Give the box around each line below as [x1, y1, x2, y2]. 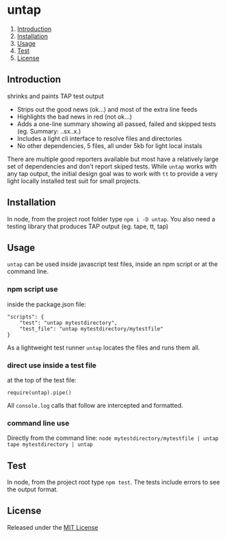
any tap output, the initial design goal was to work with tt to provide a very [7, 169, 218, 178]
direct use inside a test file [7, 360, 97, 370]
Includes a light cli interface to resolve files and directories [16, 134, 183, 143]
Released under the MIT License [7, 523, 98, 531]
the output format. [7, 485, 58, 493]
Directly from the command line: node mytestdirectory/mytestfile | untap [7, 434, 219, 442]
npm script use [7, 284, 58, 294]
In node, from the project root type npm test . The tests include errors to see [7, 478, 220, 487]
